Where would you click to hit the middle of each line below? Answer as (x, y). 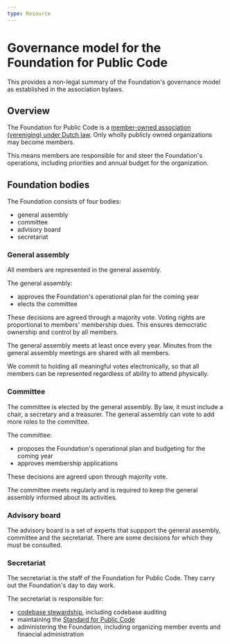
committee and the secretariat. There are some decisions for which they (110, 538)
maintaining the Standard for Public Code (76, 620)
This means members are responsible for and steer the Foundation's (105, 156)
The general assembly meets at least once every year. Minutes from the (110, 346)
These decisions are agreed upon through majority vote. (88, 476)
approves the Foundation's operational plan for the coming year (108, 297)
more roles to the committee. (48, 421)
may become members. (41, 142)
